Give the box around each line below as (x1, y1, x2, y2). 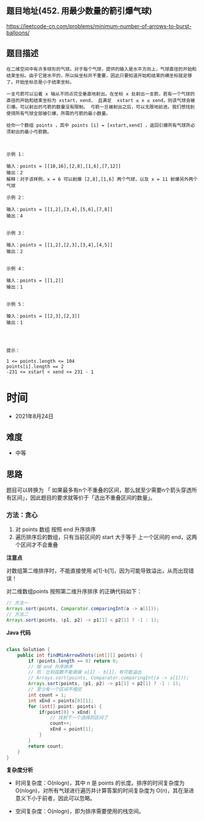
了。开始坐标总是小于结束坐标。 (6, 79, 75, 85)
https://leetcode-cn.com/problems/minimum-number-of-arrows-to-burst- (6, 22, 192, 29)
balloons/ (6, 29, 30, 36)
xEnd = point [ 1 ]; (49, 726, 94, 732)
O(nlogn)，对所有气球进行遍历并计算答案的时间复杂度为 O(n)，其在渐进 (15, 787, 194, 794)
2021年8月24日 (15, 412, 54, 420)
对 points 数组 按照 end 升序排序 (15, 526, 96, 533)
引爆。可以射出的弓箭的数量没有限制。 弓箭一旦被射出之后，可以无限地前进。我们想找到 (6, 103, 195, 110)
